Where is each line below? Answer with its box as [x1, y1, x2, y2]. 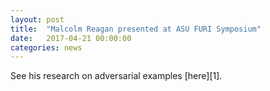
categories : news [10, 42, 83, 53]
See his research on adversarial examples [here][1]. [10, 70, 223, 82]
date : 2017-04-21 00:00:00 [10, 33, 132, 43]
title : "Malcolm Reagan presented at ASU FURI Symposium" [10, 24, 262, 34]
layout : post [10, 14, 65, 25]
